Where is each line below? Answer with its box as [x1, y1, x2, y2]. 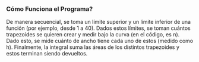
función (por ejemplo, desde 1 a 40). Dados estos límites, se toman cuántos [6, 24, 191, 32]
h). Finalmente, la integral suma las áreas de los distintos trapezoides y [6, 44, 180, 51]
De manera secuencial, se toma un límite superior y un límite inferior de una [6, 18, 191, 26]
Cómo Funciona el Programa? [6, 5, 93, 13]
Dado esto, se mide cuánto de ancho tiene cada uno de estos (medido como [6, 38, 194, 45]
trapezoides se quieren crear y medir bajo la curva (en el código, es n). [6, 31, 180, 38]
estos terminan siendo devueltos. [6, 50, 88, 57]
